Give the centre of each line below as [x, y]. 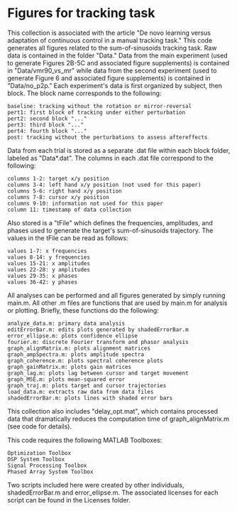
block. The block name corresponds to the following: [84, 93]
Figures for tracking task [81, 13]
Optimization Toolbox [39, 453]
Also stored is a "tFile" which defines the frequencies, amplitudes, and [110, 222]
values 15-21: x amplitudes [49, 263]
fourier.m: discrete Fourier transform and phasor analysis [98, 342]
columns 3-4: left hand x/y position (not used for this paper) [104, 185]
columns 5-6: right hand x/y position [65, 191]
